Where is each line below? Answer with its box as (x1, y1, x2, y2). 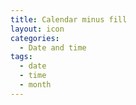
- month (19, 80, 52, 90)
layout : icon (10, 24, 65, 34)
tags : (10, 52, 33, 62)
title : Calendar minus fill (10, 14, 128, 25)
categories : (10, 33, 60, 43)
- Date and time (19, 42, 87, 53)
